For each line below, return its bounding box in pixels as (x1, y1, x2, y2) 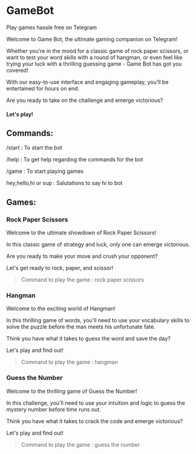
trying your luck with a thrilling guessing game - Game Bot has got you (6, 60, 183, 67)
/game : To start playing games (6, 168, 83, 175)
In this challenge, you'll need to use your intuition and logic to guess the (6, 399, 186, 407)
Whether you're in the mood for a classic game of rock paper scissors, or (6, 47, 189, 55)
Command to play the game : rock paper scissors (21, 276, 144, 283)
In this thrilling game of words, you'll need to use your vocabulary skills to (6, 317, 190, 324)
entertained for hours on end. (6, 84, 80, 92)
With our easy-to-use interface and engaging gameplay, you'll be (6, 78, 169, 86)
